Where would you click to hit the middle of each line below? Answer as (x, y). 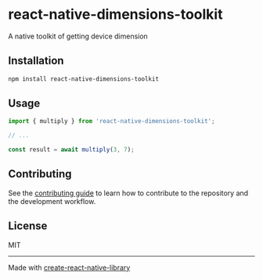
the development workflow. (52, 201)
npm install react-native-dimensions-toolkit (83, 79)
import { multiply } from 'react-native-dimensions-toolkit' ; (112, 122)
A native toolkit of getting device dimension (78, 36)
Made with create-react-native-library (69, 267)
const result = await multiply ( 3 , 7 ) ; (71, 150)
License (28, 226)
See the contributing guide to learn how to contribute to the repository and (128, 193)
